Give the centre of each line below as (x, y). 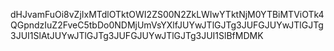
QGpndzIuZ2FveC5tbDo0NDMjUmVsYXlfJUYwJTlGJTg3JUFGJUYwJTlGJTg (167, 25)
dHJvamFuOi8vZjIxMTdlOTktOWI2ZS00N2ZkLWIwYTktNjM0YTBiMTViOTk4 (167, 14)
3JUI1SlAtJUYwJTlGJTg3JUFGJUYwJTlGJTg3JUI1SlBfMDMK (137, 35)
